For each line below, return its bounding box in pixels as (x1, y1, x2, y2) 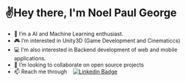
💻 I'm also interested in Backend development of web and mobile (13, 46, 178, 53)
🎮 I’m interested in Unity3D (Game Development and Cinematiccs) (13, 37, 181, 44)
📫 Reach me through (13, 68, 67, 75)
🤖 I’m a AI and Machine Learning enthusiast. (13, 30, 124, 37)
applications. (13, 54, 46, 62)
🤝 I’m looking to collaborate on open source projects (13, 61, 144, 68)
